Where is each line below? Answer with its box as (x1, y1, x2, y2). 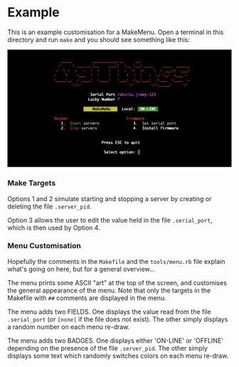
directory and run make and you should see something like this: (7, 35, 191, 43)
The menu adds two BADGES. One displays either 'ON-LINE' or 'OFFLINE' (7, 336, 224, 345)
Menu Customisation (7, 241, 82, 251)
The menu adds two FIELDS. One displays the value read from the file (7, 307, 211, 316)
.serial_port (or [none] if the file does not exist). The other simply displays (7, 314, 228, 324)
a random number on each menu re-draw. (7, 322, 130, 331)
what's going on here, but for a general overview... (7, 265, 155, 273)
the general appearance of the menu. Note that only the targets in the (7, 286, 211, 294)
